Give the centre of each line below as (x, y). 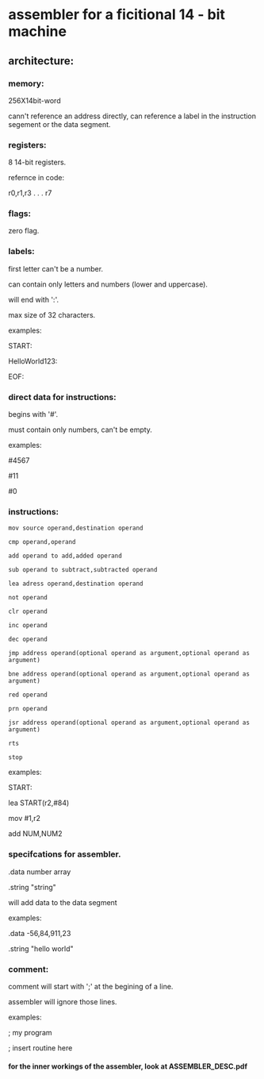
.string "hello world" (41, 948)
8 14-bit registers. (37, 162)
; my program (31, 1032)
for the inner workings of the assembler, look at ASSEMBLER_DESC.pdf (128, 1066)
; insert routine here (40, 1048)
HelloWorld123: (33, 361)
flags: (20, 214)
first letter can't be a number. (56, 268)
